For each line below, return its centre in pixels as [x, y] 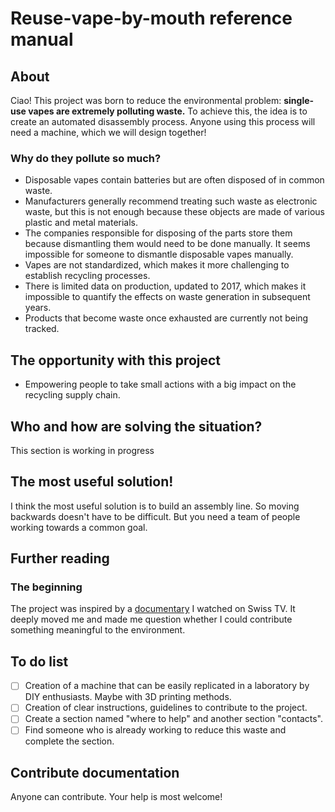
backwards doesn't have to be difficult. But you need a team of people [155, 516]
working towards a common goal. [79, 527]
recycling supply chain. [72, 395]
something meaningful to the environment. [98, 630]
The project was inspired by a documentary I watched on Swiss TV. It [153, 609]
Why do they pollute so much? [86, 158]
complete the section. [69, 741]
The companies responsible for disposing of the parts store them [158, 233]
